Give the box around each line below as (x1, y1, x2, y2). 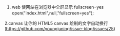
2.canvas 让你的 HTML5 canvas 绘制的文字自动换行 (4, 21, 108, 26)
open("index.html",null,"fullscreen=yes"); (11, 10, 94, 16)
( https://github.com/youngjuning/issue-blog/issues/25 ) (4, 26, 116, 31)
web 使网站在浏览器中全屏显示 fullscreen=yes (11, 4, 104, 10)
